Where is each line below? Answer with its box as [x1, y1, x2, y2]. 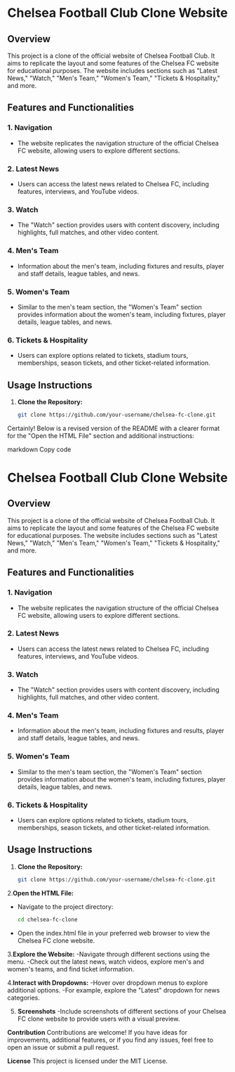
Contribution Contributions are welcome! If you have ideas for [7, 1028, 188, 1036]
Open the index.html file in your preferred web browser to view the [17, 929, 210, 937]
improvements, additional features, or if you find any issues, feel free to [7, 1035, 214, 1044]
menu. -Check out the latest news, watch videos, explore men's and [7, 957, 205, 966]
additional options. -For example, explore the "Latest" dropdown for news [7, 986, 220, 994]
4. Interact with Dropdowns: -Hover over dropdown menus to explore [7, 979, 208, 987]
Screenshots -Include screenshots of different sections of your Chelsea [17, 1007, 227, 1015]
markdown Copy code [7, 445, 72, 453]
